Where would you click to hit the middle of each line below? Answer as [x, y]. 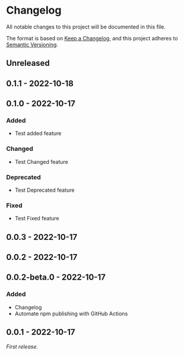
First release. [22, 346]
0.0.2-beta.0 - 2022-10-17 [56, 278]
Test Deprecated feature [45, 190]
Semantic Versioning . [32, 45]
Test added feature [38, 134]
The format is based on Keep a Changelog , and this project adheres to [92, 38]
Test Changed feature [41, 161]
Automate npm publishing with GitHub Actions [71, 313]
